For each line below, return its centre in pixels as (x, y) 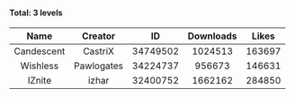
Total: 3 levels (36, 13)
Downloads (212, 36)
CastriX (98, 51)
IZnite (40, 81)
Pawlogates (98, 66)
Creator (99, 36)
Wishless (40, 66)
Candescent (40, 51)
